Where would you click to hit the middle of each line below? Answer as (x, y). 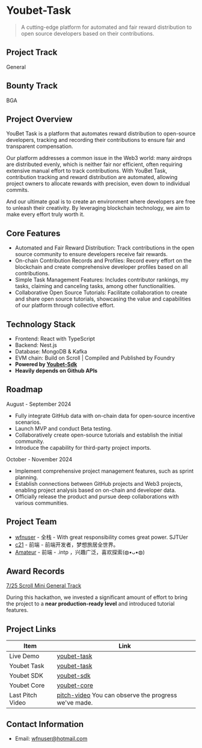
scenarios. (28, 422)
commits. (18, 190)
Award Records (35, 572)
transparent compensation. (40, 146)
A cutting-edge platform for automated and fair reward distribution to (106, 27)
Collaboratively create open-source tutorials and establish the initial (99, 435)
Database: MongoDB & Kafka (51, 351)
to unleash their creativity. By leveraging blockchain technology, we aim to (98, 208)
